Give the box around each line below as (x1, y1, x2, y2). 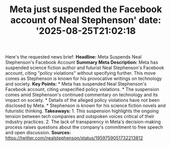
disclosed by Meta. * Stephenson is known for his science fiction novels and (5, 103, 166, 109)
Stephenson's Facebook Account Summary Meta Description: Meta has (5, 60, 158, 66)
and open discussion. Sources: (5, 130, 71, 136)
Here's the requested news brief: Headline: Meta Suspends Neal (5, 54, 142, 60)
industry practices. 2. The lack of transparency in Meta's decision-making (5, 119, 161, 125)
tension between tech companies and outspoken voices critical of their (5, 113, 155, 120)
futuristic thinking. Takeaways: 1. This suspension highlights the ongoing (5, 108, 159, 114)
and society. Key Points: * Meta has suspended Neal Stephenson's (5, 81, 147, 87)
